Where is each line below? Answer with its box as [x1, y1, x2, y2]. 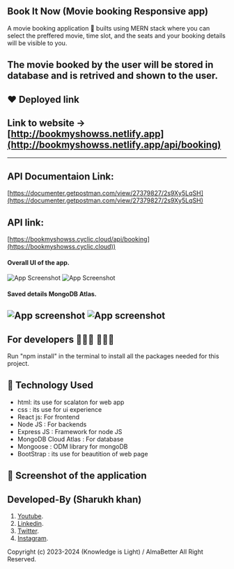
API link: [7, 216, 44, 228]
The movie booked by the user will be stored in [7, 59, 214, 71]
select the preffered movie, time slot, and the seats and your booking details [7, 31, 226, 40]
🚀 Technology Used [7, 379, 94, 392]
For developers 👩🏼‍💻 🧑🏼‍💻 [7, 333, 115, 345]
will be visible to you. [7, 38, 68, 47]
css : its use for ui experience [17, 405, 102, 413]
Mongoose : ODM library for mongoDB [17, 442, 128, 451]
